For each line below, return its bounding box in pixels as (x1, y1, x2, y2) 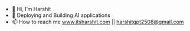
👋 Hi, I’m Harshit (11, 6, 51, 12)
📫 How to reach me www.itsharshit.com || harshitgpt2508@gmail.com (11, 18, 184, 25)
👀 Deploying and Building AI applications (11, 12, 111, 19)
